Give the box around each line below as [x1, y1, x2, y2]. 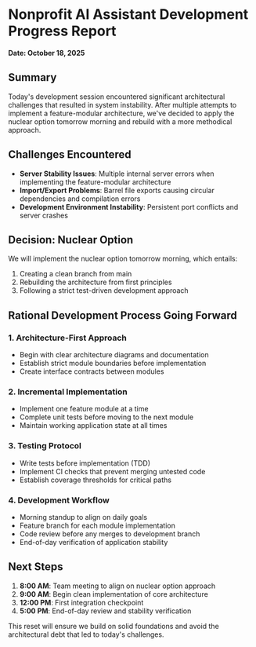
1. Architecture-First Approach [8, 332, 127, 343]
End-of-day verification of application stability [19, 537, 168, 546]
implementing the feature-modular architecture [19, 177, 171, 186]
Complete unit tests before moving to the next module [19, 412, 194, 422]
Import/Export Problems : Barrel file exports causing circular [19, 185, 215, 195]
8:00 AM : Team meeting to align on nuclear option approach [19, 581, 216, 590]
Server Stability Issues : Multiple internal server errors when [19, 169, 215, 178]
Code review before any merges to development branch [19, 528, 200, 539]
